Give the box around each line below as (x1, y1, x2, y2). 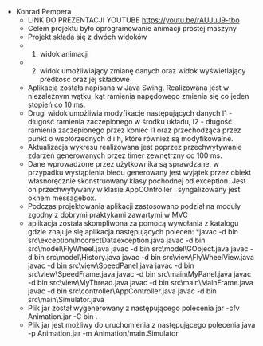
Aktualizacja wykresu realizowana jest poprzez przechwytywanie (27, 143, 242, 151)
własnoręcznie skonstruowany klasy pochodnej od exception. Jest (27, 176, 246, 186)
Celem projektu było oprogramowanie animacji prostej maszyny (27, 24, 237, 33)
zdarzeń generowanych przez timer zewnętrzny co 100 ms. (27, 151, 222, 160)
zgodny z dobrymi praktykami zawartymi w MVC (27, 210, 189, 219)
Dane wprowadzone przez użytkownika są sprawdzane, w (27, 159, 219, 168)
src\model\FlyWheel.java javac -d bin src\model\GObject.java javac (27, 244, 249, 254)
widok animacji (39, 49, 89, 58)
